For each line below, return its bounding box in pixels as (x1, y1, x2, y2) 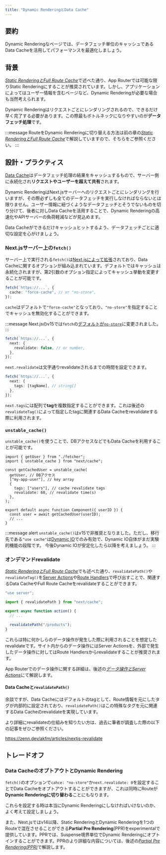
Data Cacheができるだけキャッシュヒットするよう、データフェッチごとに (5, 224, 155, 230)
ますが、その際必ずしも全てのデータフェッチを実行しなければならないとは (9, 195, 162, 202)
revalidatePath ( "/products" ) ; (9, 622, 72, 627)
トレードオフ (5, 751, 45, 759)
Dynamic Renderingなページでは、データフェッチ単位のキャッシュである (5, 41, 154, 47)
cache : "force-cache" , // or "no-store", (9, 290, 97, 295)
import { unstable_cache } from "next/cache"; (5, 459, 103, 464)
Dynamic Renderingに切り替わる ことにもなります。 (5, 792, 111, 798)
